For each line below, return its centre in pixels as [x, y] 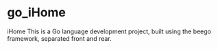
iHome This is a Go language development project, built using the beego [109, 31]
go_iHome [37, 13]
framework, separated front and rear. [59, 38]
